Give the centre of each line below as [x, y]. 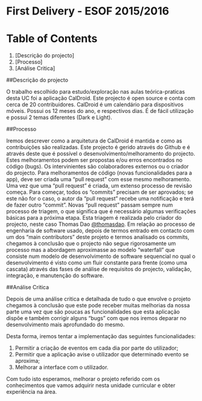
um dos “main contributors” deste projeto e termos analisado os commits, [98, 237]
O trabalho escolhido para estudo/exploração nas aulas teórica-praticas [96, 92]
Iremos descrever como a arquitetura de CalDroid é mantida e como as [94, 141]
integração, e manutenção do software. [55, 275]
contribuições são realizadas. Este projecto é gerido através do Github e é [98, 147]
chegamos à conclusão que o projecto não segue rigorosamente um [91, 243]
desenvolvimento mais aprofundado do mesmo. [65, 325]
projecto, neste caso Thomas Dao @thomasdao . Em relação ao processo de [101, 224]
